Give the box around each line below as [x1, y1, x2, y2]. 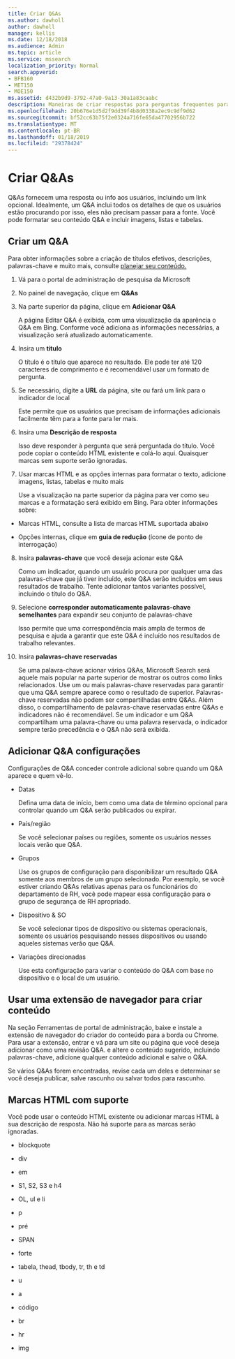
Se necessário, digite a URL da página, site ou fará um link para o [17, 385, 206, 395]
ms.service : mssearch [8, 56, 71, 63]
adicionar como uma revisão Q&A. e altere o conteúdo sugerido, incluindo [8, 1045, 220, 1054]
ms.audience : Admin [8, 43, 65, 50]
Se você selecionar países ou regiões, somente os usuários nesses [17, 832, 211, 842]
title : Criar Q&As [8, 10, 61, 17]
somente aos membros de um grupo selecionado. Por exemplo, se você [17, 874, 225, 883]
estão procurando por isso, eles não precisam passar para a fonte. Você [8, 208, 215, 216]
